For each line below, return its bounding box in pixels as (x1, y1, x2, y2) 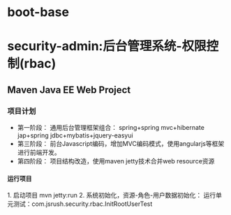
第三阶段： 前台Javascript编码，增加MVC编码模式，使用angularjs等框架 (17, 140, 225, 148)
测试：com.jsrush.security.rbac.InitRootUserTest (13, 200, 153, 208)
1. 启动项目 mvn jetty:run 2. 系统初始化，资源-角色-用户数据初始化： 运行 (7, 191, 216, 200)
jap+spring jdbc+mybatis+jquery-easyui (17, 131, 134, 140)
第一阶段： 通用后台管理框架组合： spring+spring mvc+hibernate (17, 124, 204, 132)
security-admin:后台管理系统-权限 (7, 38, 207, 54)
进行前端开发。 (17, 148, 61, 157)
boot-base (7, 4, 70, 20)
